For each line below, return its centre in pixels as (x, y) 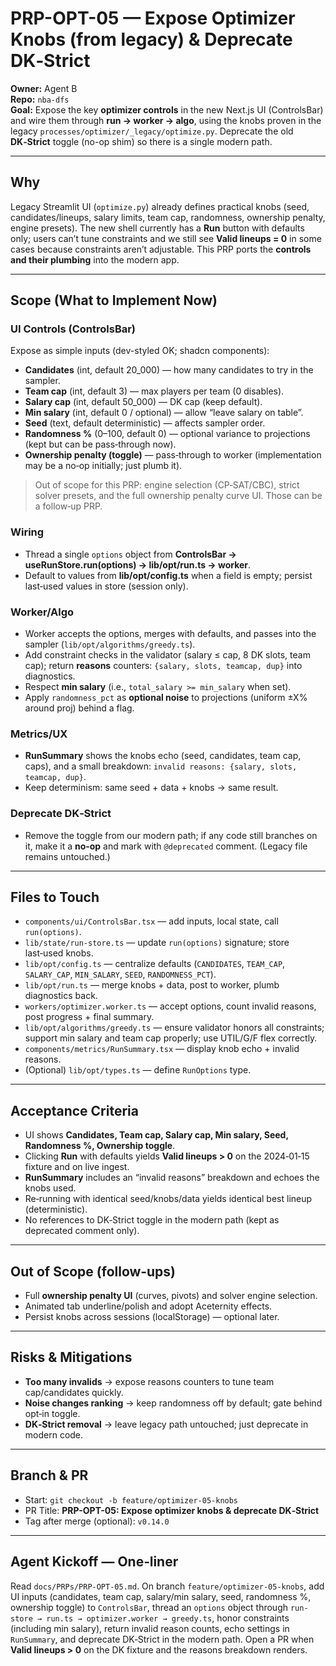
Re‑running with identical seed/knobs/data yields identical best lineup (168, 1199)
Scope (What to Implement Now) (114, 300)
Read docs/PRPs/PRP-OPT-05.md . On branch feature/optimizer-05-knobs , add (167, 1586)
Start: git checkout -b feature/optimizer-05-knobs (131, 1499)
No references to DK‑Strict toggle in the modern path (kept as (152, 1220)
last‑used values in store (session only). (106, 586)
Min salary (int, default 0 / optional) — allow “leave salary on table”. (164, 413)
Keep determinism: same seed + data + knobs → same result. (151, 788)
